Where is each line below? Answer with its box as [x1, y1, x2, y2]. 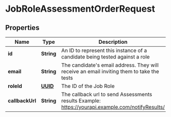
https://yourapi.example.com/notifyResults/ [61, 104, 165, 110]
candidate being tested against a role [61, 53, 150, 60]
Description [98, 39, 128, 45]
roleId [8, 82, 22, 90]
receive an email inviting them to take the [61, 68, 159, 75]
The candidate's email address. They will [61, 62, 159, 69]
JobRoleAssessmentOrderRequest [5, 3, 155, 15]
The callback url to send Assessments [61, 91, 153, 98]
